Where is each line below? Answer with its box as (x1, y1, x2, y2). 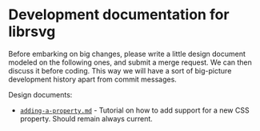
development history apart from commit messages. (8, 74, 178, 84)
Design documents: (8, 89, 73, 99)
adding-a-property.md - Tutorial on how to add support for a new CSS (19, 105, 250, 115)
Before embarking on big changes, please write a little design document (8, 49, 246, 58)
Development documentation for (8, 6, 230, 24)
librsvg (8, 22, 56, 41)
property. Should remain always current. (19, 113, 154, 123)
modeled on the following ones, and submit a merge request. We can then (8, 58, 252, 67)
